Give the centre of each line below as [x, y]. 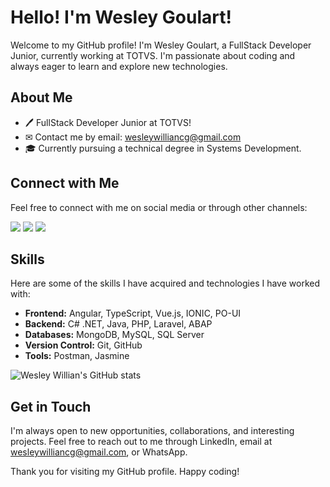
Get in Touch [51, 406]
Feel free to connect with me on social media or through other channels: [159, 207]
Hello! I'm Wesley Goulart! [121, 17]
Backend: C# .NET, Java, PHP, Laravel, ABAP [118, 324]
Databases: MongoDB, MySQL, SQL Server [114, 335]
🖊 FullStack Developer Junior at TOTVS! [108, 122]
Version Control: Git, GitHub [83, 345]
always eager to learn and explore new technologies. [119, 66]
